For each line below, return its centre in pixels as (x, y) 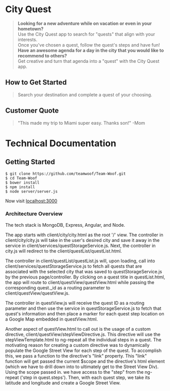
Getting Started (30, 162)
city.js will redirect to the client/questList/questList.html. (64, 251)
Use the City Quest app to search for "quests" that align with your (86, 34)
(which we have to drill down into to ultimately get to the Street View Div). (82, 367)
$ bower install (22, 183)
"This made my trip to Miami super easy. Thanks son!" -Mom (81, 123)
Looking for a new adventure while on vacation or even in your (85, 23)
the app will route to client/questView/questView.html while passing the (80, 282)
